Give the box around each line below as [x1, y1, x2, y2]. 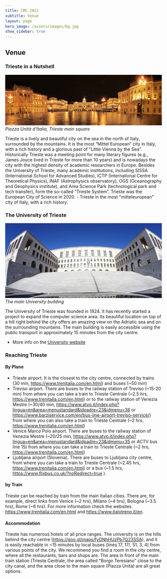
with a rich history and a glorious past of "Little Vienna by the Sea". [5, 146, 143, 152]
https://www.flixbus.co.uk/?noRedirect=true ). [12, 470, 107, 476]
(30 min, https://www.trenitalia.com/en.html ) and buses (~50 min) [12, 380, 148, 386]
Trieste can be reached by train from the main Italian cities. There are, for [5, 493, 155, 499]
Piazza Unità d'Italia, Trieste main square [5, 126, 90, 132]
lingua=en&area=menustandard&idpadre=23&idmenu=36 [12, 406, 131, 412]
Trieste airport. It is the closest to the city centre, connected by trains [12, 375, 155, 381]
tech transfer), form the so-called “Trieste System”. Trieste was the [5, 189, 143, 194]
